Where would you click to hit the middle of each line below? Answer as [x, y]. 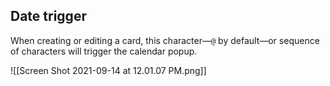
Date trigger [48, 16]
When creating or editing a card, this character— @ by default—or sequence [165, 40]
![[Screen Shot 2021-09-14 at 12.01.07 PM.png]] [108, 70]
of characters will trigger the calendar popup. [104, 51]
